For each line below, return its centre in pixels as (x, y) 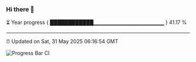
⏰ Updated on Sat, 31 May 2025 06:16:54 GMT (62, 42)
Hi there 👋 (20, 9)
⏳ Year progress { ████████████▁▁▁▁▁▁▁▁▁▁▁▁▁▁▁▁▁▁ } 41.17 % (97, 22)
